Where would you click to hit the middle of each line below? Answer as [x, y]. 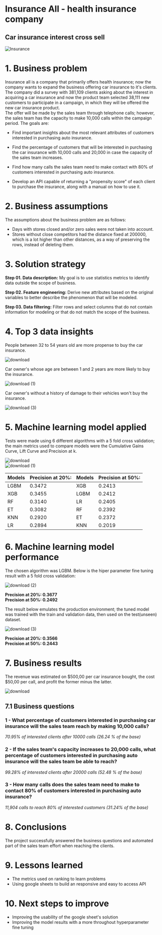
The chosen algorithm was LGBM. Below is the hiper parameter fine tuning [79, 570]
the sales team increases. [37, 157]
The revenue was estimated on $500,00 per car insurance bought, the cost [80, 677]
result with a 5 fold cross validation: [40, 576]
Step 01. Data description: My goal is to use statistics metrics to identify [77, 277]
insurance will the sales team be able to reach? [61, 762]
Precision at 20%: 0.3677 [31, 595]
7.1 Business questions [40, 706]
